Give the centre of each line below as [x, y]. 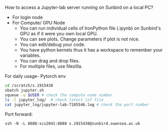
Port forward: [19, 114]
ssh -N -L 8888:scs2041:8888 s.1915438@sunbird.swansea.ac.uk [72, 124]
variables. [30, 55]
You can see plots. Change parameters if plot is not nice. [80, 39]
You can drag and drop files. [50, 61]
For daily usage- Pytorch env [35, 76]
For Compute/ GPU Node [38, 23]
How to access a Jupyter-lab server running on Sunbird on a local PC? [79, 7]
